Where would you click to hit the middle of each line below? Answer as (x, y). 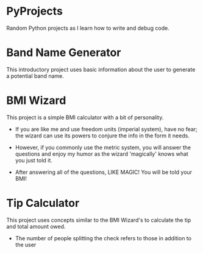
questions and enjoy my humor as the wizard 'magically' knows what (102, 154)
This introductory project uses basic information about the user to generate (101, 69)
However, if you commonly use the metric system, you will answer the (103, 147)
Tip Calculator (43, 203)
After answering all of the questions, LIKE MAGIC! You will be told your (104, 172)
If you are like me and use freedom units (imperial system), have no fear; (106, 129)
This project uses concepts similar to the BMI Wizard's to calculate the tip (99, 220)
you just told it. (34, 160)
